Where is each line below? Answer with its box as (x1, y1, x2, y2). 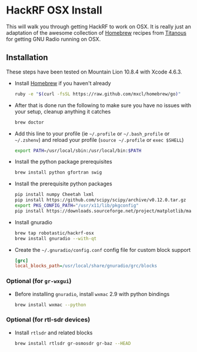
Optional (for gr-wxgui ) (6, 277, 72, 285)
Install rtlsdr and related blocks (14, 329, 93, 336)
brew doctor (14, 119, 44, 125)
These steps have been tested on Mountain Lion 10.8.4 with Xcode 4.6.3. (6, 68, 182, 75)
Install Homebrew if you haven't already (14, 79, 111, 87)
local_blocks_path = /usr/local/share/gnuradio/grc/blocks (14, 263, 158, 269)
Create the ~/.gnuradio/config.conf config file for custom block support (14, 246, 191, 253)
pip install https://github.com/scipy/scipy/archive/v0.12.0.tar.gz (14, 197, 186, 203)
